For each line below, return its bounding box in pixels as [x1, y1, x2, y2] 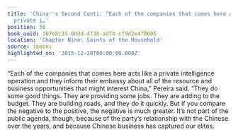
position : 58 [7, 23, 46, 30]
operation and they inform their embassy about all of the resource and [7, 76, 212, 85]
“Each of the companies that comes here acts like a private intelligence [7, 68, 215, 78]
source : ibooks [7, 43, 52, 50]
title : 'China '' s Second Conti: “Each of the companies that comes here [7, 10, 227, 18]
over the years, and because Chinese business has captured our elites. [7, 121, 215, 130]
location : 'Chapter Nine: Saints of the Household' [7, 37, 163, 44]
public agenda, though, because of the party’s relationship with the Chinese [7, 114, 229, 122]
